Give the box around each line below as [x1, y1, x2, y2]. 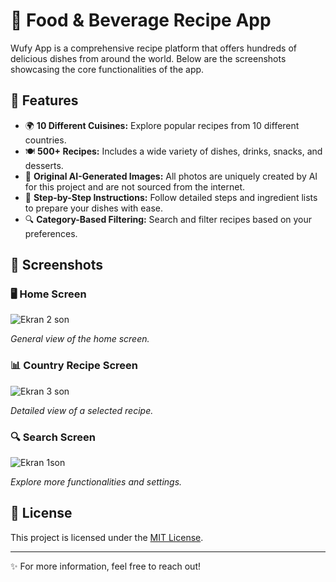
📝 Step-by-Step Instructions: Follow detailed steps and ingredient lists [24, 191, 318, 203]
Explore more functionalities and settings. [10, 476, 183, 488]
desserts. [24, 159, 64, 171]
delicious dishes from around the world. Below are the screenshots [10, 52, 287, 64]
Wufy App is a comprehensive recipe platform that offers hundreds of [10, 42, 297, 54]
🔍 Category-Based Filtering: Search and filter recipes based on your [24, 213, 313, 225]
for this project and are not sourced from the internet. [24, 180, 245, 193]
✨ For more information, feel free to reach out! [10, 560, 201, 572]
